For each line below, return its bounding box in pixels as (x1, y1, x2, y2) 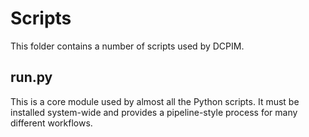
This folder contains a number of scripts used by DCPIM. (10, 40, 245, 52)
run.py (10, 69, 53, 86)
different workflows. (10, 117, 93, 129)
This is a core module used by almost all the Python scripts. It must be (10, 95, 300, 107)
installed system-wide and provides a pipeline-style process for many (10, 106, 298, 118)
